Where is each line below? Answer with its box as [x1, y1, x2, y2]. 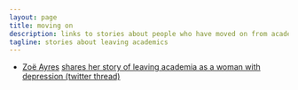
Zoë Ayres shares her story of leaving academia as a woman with [21, 62, 262, 72]
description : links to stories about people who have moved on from [9, 29, 268, 38]
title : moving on [9, 21, 74, 30]
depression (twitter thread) [21, 71, 121, 82]
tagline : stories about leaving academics [9, 37, 169, 47]
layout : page [9, 12, 58, 22]
